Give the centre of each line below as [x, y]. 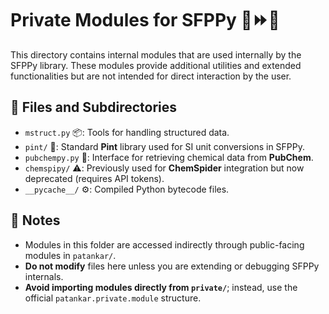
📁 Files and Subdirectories [94, 107]
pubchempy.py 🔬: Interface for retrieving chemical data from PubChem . [169, 157]
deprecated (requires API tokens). [94, 178]
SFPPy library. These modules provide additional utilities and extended [156, 65]
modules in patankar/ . [70, 255]
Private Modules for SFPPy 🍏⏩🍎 [145, 20]
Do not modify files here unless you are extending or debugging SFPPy [172, 266]
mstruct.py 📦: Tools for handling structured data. [127, 132]
